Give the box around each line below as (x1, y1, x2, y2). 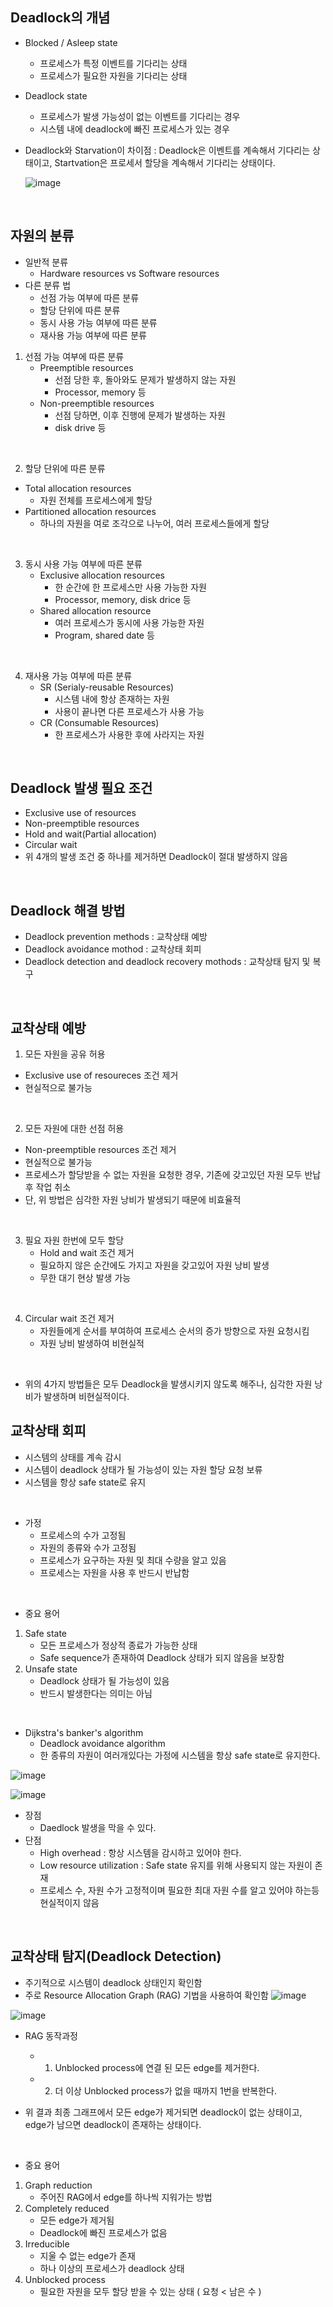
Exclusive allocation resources (39, 569, 165, 581)
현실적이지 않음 (39, 1896, 100, 1908)
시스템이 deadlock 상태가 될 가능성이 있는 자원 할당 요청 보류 (24, 1463, 263, 1475)
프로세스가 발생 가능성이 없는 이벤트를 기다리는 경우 (39, 110, 241, 122)
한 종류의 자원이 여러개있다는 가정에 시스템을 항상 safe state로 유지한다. (39, 1749, 321, 1761)
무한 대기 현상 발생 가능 (39, 1272, 132, 1284)
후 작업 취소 (24, 1181, 72, 1193)
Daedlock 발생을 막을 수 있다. (39, 1821, 157, 1833)
